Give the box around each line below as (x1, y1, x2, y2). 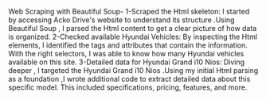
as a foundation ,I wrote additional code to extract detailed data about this (8, 75, 251, 83)
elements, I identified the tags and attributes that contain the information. (8, 40, 248, 50)
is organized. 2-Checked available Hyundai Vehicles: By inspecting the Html (8, 32, 257, 41)
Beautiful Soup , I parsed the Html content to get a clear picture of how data (8, 24, 257, 33)
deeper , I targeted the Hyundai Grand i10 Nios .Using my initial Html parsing (8, 66, 259, 75)
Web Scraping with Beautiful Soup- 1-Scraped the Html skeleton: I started (8, 7, 250, 16)
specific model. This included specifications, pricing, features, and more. (8, 83, 248, 92)
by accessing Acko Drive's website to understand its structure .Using (8, 15, 235, 25)
